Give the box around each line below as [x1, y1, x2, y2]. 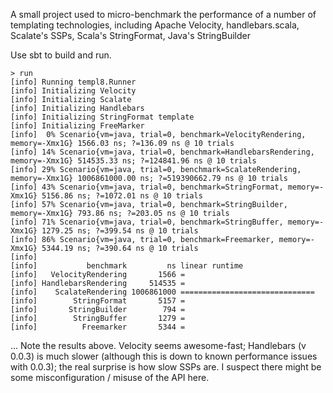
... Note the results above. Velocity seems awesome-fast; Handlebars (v [10, 340, 307, 351]
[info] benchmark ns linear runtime [10, 261, 244, 271]
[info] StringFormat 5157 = [10, 296, 186, 306]
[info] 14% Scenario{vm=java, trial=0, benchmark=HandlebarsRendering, [10, 147, 315, 157]
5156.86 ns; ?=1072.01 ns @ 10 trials [41, 191, 203, 201]
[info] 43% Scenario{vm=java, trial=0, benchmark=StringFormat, [10, 182, 284, 192]
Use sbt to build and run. [10, 49, 112, 61]
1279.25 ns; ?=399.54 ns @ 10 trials [41, 226, 199, 236]
